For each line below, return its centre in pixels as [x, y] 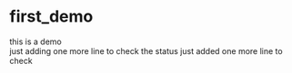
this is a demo [35, 41]
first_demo [51, 17]
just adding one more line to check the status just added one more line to [146, 50]
